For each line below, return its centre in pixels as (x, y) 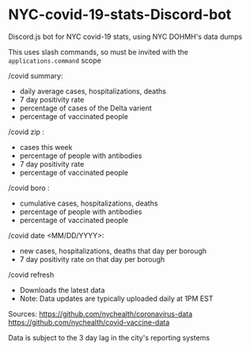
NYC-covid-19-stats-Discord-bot (120, 15)
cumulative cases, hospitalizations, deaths (89, 203)
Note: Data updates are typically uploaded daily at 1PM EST (116, 298)
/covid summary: (36, 75)
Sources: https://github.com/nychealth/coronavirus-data (100, 313)
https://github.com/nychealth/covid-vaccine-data (89, 322)
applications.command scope (55, 60)
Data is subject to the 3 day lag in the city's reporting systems (109, 337)
